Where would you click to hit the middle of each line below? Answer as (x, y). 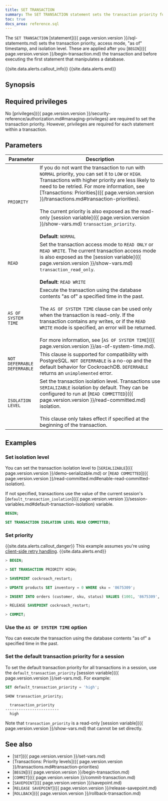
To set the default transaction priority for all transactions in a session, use (81, 667)
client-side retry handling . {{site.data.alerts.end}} (56, 551)
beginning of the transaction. (73, 425)
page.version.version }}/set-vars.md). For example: (58, 678)
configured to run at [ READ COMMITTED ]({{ (86, 394)
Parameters (24, 145)
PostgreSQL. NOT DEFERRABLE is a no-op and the (95, 361)
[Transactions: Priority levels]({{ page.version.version (67, 762)
